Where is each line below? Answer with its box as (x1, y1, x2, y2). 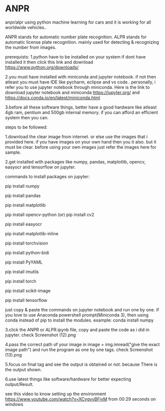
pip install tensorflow (5, 297, 48, 303)
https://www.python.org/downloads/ (5, 64, 79, 70)
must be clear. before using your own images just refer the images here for (5, 144, 157, 150)
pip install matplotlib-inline (5, 230, 59, 236)
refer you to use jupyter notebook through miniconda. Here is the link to (5, 84, 150, 90)
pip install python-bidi (5, 249, 50, 255)
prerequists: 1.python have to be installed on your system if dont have (5, 54, 146, 59)
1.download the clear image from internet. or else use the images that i (5, 134, 148, 139)
